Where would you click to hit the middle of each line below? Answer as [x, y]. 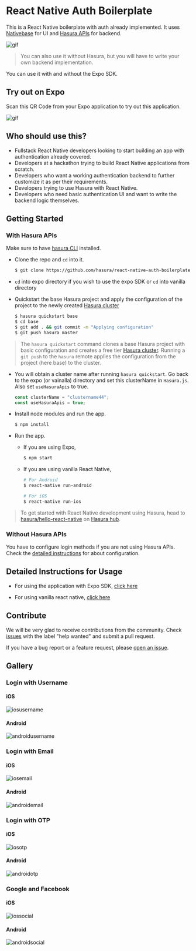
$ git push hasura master [46, 332]
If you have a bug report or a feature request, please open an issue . [87, 647]
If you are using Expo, [49, 447]
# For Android [40, 480]
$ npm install [32, 425]
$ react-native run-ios [52, 501]
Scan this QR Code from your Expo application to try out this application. [94, 106]
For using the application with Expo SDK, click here [76, 586]
